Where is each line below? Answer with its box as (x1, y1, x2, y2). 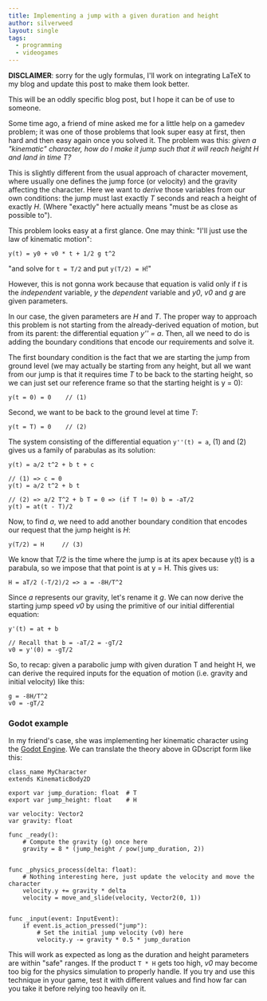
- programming (15, 42, 62, 49)
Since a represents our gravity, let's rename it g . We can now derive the (8, 592, 244, 602)
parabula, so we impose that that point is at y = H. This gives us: (8, 564, 219, 572)
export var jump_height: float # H (8, 796, 137, 805)
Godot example (8, 718, 69, 729)
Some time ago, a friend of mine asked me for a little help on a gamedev (8, 119, 245, 128)
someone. (8, 103, 41, 113)
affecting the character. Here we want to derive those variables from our (8, 185, 245, 194)
